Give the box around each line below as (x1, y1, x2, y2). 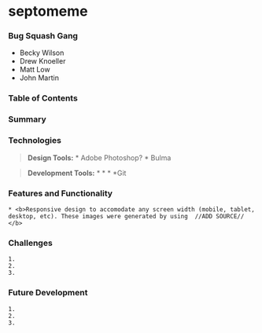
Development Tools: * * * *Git (27, 168, 127, 177)
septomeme (8, 2, 88, 20)
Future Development (8, 287, 88, 298)
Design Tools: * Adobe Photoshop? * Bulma (27, 152, 172, 163)
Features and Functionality (8, 188, 113, 199)
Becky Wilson (19, 48, 65, 57)
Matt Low (19, 65, 50, 75)
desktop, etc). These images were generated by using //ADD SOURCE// (8, 212, 245, 220)
